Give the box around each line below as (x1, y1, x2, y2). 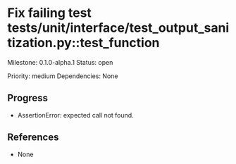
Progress (7, 92, 48, 104)
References (7, 132, 59, 144)
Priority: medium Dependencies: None (7, 72, 118, 80)
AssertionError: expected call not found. (17, 111, 134, 119)
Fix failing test (7, 5, 92, 21)
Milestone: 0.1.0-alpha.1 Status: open (7, 58, 113, 66)
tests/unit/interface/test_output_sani (7, 20, 230, 36)
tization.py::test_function (7, 35, 160, 51)
